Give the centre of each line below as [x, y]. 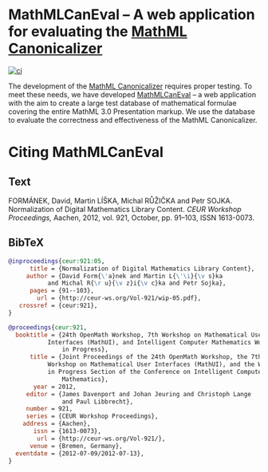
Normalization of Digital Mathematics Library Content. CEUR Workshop [125, 209]
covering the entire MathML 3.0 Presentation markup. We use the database [132, 111]
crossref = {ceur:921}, [58, 305]
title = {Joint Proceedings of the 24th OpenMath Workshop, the [138, 357]
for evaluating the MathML [98, 31]
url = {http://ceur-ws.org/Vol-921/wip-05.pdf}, [119, 298]
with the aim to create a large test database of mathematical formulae [122, 103]
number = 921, [49, 409]
